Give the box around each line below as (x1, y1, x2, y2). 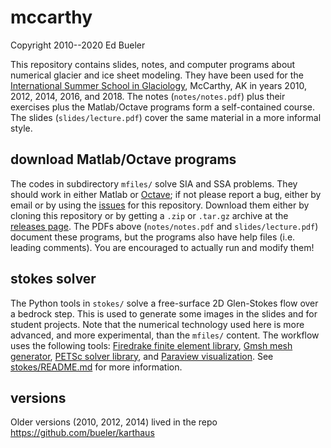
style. (10, 122, 33, 134)
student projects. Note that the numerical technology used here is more (10, 318, 305, 330)
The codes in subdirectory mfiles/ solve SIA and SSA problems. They (10, 177, 298, 190)
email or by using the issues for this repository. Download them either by (10, 199, 310, 211)
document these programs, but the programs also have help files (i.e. (10, 231, 296, 243)
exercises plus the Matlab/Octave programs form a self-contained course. (10, 101, 315, 113)
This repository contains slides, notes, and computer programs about (10, 58, 296, 70)
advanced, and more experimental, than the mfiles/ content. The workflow (10, 329, 320, 341)
